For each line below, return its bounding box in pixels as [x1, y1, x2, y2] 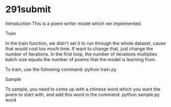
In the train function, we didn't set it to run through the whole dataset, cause [5, 40, 166, 46]
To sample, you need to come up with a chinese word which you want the [5, 86, 161, 92]
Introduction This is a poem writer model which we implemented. [5, 20, 142, 26]
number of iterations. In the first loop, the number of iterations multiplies [5, 51, 158, 57]
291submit [5, 4, 51, 15]
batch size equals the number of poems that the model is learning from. [5, 56, 157, 62]
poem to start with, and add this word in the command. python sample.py [5, 91, 160, 97]
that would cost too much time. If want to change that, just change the [5, 45, 154, 51]
